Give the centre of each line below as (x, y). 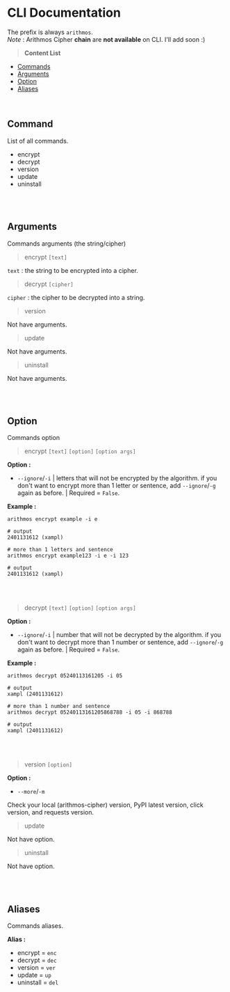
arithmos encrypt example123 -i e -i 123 (68, 556)
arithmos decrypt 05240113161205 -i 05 (65, 676)
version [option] (48, 764)
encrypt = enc (37, 953)
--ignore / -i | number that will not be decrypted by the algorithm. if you (119, 635)
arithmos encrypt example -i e (52, 519)
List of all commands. (38, 141)
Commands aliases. (35, 926)
